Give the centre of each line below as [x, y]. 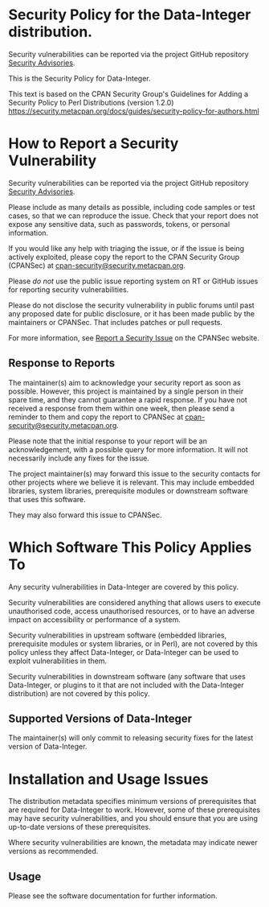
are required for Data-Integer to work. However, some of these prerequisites [134, 810]
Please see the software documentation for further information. [113, 896]
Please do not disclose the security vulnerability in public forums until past [131, 305]
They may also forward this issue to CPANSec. [85, 515]
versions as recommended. [53, 851]
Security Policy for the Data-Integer [130, 15]
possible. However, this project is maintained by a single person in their [126, 391]
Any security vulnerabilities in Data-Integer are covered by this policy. [124, 587]
